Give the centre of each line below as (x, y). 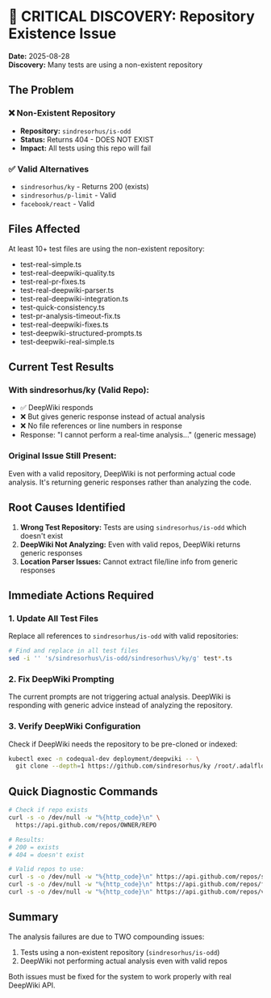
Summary (33, 917)
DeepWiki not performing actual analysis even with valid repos (124, 961)
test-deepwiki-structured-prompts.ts (81, 333)
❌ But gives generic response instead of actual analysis (113, 417)
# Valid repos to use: (46, 869)
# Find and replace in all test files (73, 651)
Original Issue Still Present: (63, 456)
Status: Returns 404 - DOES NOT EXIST (87, 139)
